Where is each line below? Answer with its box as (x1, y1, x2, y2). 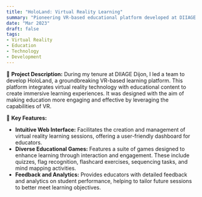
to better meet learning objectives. (15, 184, 101, 191)
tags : (6, 31, 20, 37)
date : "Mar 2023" (6, 20, 50, 26)
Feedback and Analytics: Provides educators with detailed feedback (15, 170, 187, 178)
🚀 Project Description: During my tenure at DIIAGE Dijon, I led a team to (6, 70, 185, 77)
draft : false (6, 25, 39, 32)
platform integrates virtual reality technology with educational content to (6, 83, 186, 91)
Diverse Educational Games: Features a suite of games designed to (15, 145, 185, 152)
